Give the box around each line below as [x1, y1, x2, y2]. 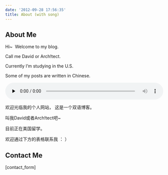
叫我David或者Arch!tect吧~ [5, 115, 61, 121]
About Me [5, 30, 37, 39]
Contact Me [5, 151, 43, 159]
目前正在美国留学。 [5, 125, 45, 131]
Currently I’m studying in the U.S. [5, 63, 74, 69]
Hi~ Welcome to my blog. [5, 43, 59, 50]
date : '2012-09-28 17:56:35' [5, 7, 66, 12]
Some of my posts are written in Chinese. [5, 73, 91, 79]
